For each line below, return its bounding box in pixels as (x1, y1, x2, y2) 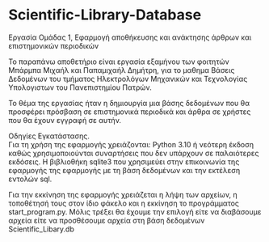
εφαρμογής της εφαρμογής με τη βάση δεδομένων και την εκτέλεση (8, 165, 241, 175)
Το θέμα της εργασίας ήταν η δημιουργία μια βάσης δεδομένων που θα (8, 98, 250, 108)
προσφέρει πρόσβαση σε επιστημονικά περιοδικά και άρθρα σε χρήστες (8, 107, 251, 117)
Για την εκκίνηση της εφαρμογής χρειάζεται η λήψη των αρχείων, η (8, 189, 237, 199)
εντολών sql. (8, 174, 53, 184)
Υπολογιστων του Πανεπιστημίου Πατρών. (8, 83, 152, 92)
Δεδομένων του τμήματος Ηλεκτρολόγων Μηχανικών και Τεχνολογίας (8, 74, 248, 83)
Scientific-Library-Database (8, 6, 202, 24)
